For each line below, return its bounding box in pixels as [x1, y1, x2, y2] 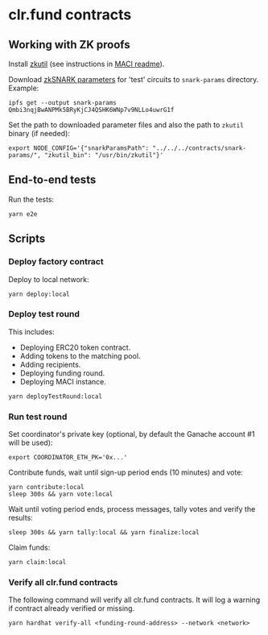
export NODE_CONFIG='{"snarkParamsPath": [8, 144, 150, 152]
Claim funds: [8, 542, 51, 553]
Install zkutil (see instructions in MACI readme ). [8, 59, 165, 68]
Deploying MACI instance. [19, 376, 106, 386]
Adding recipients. [19, 359, 81, 369]
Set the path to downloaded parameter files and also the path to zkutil [8, 120, 244, 130]
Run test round [8, 411, 68, 422]
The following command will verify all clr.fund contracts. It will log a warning [8, 595, 261, 605]
